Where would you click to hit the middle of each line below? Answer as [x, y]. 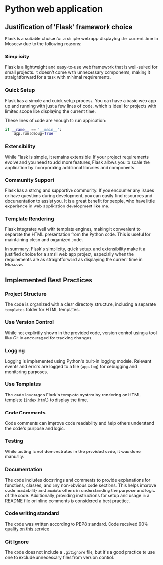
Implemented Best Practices [49, 280]
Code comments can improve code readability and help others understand [80, 423]
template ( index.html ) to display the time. [46, 400]
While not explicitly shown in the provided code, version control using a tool [81, 333]
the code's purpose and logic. [35, 428]
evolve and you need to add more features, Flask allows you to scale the [77, 162]
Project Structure [26, 294]
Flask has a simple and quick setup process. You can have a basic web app [81, 100]
